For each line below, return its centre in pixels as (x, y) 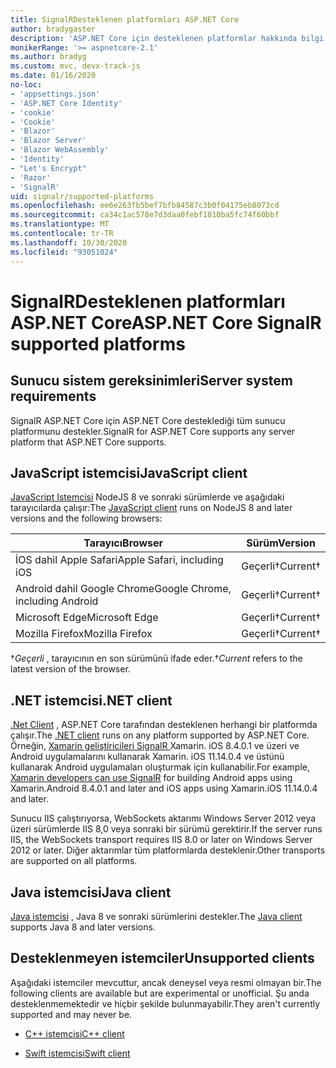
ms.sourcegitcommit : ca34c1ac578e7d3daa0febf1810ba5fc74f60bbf (145, 215)
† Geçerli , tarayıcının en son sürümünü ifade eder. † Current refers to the (156, 658)
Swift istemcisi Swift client (77, 1053)
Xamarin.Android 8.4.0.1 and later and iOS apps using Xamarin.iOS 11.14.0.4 (164, 788)
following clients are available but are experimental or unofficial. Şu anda (160, 993)
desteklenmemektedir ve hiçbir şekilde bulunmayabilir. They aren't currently (165, 1003)
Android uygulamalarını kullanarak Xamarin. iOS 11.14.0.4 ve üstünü (147, 757)
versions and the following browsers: (86, 518)
